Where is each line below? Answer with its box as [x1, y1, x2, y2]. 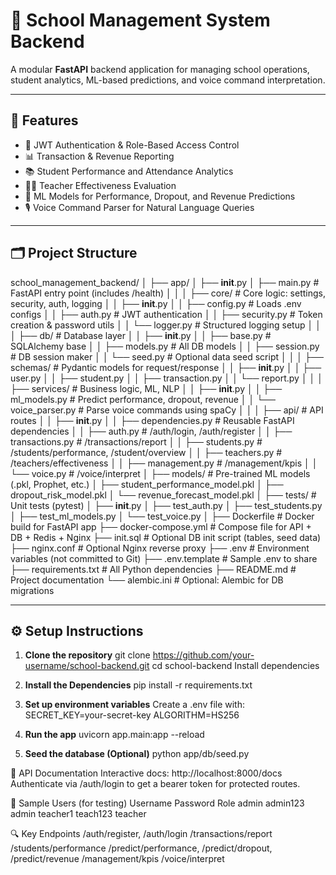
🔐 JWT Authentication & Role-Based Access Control [24, 139, 240, 151]
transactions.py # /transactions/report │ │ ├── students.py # [10, 435, 263, 448]
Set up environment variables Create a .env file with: [24, 699, 245, 711]
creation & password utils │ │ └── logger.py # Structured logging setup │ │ [10, 319, 322, 331]
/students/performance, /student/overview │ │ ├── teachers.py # [10, 446, 283, 458]
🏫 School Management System [10, 9, 271, 32]
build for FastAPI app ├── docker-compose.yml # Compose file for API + [10, 520, 312, 533]
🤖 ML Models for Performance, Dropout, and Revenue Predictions [24, 190, 296, 202]
